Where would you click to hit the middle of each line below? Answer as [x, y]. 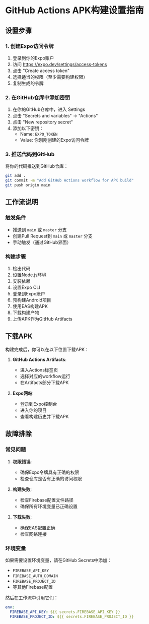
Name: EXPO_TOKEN [39, 134]
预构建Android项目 [32, 300]
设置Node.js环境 [29, 275]
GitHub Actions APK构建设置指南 [75, 10]
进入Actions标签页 [39, 370]
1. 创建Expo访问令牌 [29, 46]
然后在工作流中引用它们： [32, 597]
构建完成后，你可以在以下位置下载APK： [47, 349]
